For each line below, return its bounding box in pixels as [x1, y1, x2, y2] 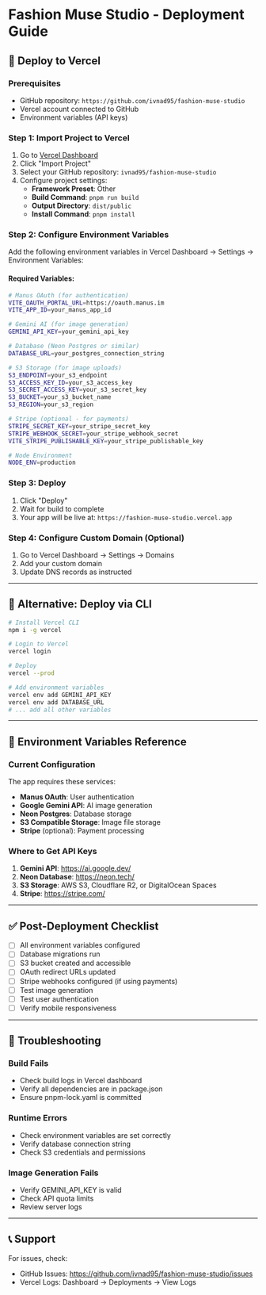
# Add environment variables [8, 684, 104, 692]
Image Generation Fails [8, 1167, 99, 1178]
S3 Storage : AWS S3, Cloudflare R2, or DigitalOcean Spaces [19, 880, 217, 890]
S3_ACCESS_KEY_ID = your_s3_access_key [8, 378, 133, 386]
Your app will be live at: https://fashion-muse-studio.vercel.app [19, 512, 233, 522]
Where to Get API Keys [8, 846, 97, 857]
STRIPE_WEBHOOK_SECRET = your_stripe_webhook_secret [8, 430, 179, 438]
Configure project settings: [19, 176, 108, 186]
